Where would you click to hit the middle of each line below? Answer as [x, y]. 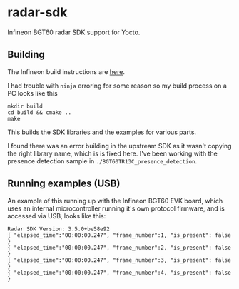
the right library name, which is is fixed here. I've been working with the [112, 153]
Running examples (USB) [64, 184]
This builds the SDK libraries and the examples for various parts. [102, 132]
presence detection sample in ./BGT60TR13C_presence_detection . [102, 161]
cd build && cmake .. [40, 112]
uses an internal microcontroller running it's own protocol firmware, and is [116, 208]
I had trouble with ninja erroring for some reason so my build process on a [117, 86]
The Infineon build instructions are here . [66, 71]
